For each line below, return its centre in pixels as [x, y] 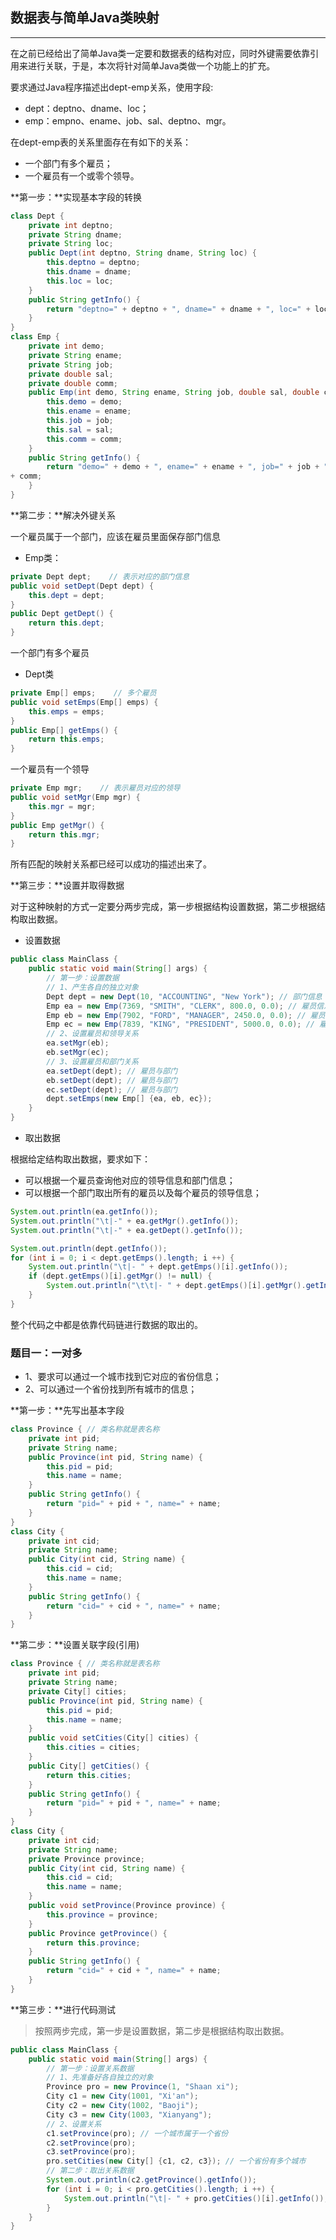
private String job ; [71, 364]
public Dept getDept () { [62, 614]
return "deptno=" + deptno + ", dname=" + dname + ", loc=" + [178, 309]
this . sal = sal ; [80, 429]
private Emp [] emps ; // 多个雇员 [83, 693]
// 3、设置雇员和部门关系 [92, 1061]
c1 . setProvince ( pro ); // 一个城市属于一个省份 [137, 2133]
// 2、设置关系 [74, 2124]
